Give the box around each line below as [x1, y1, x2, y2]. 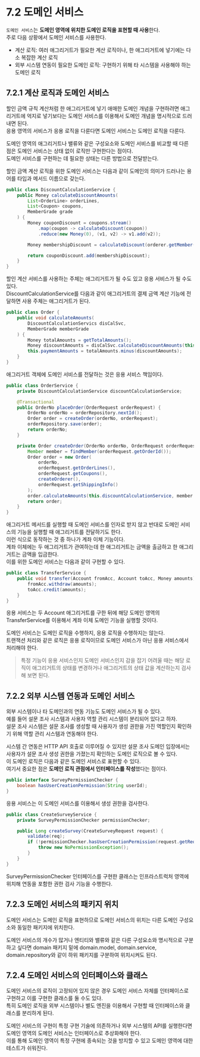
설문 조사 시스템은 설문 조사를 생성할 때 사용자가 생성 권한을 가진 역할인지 [6, 723, 176, 730]
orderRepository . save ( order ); [27, 421, 102, 427]
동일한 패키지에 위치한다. [17, 924, 75, 931]
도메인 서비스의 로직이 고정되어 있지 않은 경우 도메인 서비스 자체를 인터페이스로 [6, 987, 189, 994]
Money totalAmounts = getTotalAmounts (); [27, 337, 132, 343]
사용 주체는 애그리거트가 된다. [21, 297, 90, 304]
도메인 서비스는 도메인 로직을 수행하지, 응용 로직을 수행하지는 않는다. [6, 629, 165, 636]
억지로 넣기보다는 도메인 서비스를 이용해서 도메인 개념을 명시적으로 [26, 112, 182, 119]
